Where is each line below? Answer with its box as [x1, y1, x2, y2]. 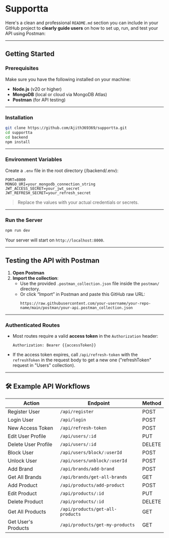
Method [142, 400, 161, 407]
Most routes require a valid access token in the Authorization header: [12, 333, 158, 339]
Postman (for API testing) [12, 97, 66, 103]
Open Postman [12, 270, 44, 276]
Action [23, 400, 40, 407]
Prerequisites [5, 65, 39, 72]
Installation [5, 114, 34, 121]
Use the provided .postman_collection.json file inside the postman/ [20, 280, 159, 286]
